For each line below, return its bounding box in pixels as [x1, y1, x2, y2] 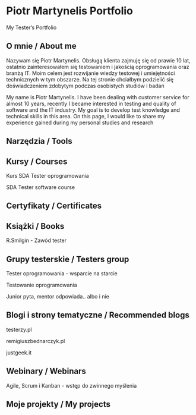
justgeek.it [6, 349, 32, 356]
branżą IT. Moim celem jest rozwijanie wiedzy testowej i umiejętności [6, 70, 175, 77]
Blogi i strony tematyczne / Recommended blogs [6, 310, 190, 320]
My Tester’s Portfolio [6, 24, 57, 31]
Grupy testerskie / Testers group [6, 254, 129, 264]
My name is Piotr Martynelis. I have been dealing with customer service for [6, 93, 189, 100]
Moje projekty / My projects [6, 399, 111, 409]
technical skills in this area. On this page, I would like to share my [6, 112, 165, 120]
